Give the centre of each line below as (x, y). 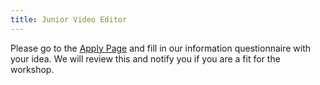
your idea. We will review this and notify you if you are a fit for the (145, 58)
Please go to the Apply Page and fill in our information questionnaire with (161, 48)
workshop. (32, 69)
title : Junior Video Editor (69, 19)
